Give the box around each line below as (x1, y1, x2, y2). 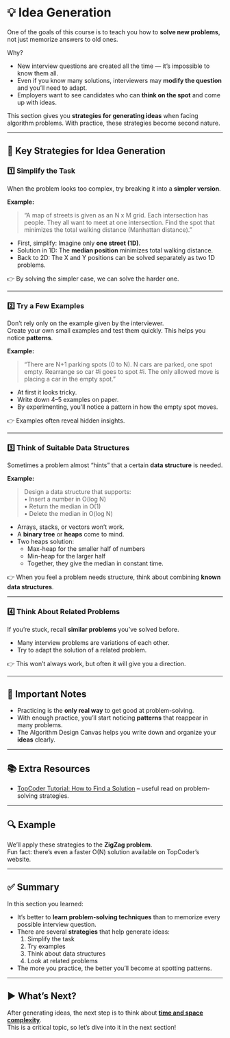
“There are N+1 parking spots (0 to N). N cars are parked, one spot (23, 360, 213, 368)
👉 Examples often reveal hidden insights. (7, 416, 125, 425)
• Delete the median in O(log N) (23, 510, 113, 518)
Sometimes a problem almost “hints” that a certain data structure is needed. (7, 461, 223, 469)
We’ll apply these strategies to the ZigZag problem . (7, 840, 153, 849)
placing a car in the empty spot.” (23, 375, 116, 383)
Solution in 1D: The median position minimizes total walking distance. (16, 246, 214, 255)
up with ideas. (16, 98, 57, 106)
